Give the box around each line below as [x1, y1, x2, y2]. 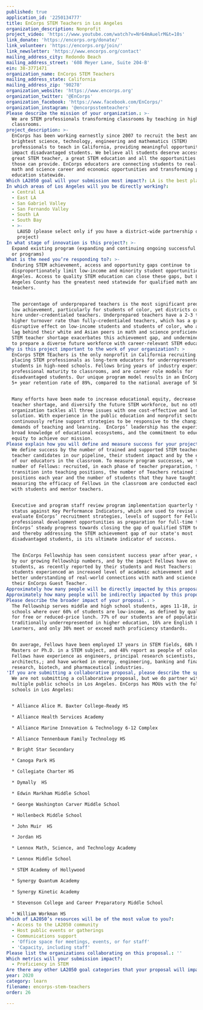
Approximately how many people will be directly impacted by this [6, 586, 177, 592]
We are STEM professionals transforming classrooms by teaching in [11, 116, 185, 122]
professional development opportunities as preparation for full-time [11, 519, 193, 526]
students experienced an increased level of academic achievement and [11, 569, 193, 575]
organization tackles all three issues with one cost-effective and [11, 407, 188, 414]
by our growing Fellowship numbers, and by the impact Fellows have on [11, 558, 196, 564]
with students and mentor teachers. [11, 486, 104, 492]
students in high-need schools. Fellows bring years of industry [11, 363, 180, 369]
